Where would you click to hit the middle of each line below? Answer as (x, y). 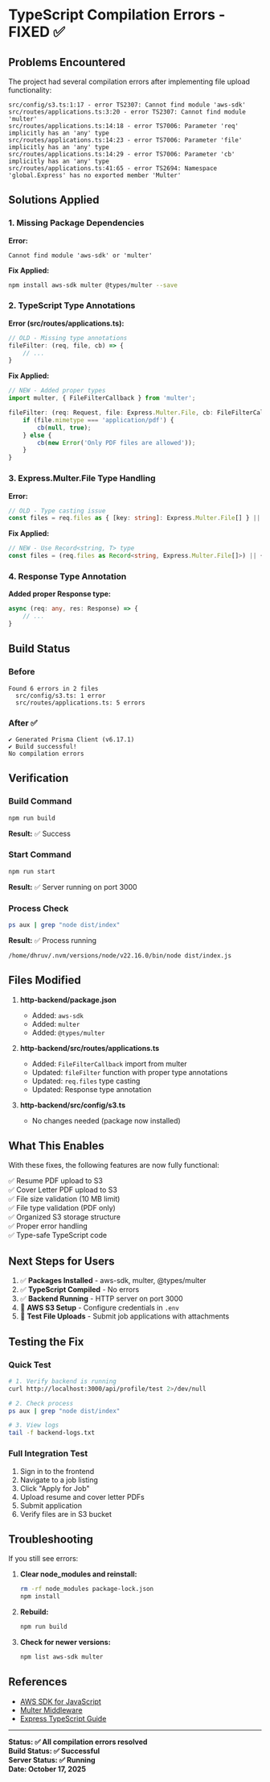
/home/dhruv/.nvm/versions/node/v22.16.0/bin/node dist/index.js (120, 955)
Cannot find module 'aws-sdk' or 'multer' (80, 255)
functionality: (30, 90)
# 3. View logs (34, 1425)
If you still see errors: (43, 1559)
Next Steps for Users (61, 1261)
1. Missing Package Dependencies (76, 223)
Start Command (40, 854)
